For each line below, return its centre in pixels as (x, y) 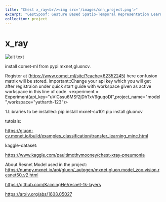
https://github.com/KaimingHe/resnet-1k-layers (53, 185)
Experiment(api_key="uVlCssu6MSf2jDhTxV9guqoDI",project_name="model (83, 97)
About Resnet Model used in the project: (46, 165)
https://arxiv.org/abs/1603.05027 (39, 194)
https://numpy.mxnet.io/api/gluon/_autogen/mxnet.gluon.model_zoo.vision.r (82, 170)
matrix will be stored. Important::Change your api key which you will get (78, 81)
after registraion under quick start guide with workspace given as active (78, 86)
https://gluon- (19, 131)
